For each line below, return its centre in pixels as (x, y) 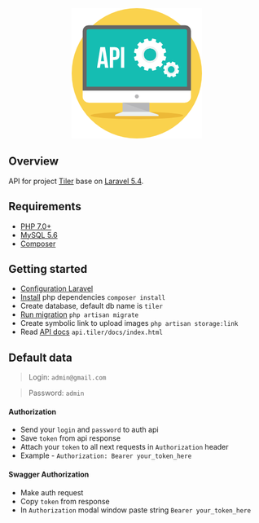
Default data (40, 357)
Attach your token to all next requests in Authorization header (125, 447)
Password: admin (56, 393)
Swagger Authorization (49, 475)
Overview (34, 162)
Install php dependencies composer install (92, 297)
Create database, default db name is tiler (91, 306)
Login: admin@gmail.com (67, 377)
